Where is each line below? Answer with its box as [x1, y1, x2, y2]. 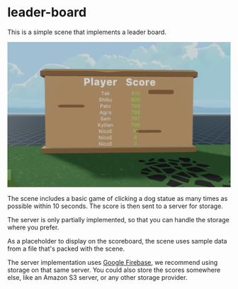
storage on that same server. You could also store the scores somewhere [7, 266, 221, 274]
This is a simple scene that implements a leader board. [7, 28, 166, 36]
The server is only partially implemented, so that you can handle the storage [7, 215, 230, 224]
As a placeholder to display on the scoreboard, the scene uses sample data [7, 236, 227, 245]
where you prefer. [7, 223, 59, 231]
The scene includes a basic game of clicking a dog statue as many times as [7, 194, 228, 202]
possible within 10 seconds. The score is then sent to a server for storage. [7, 202, 223, 210]
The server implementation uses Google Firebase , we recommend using [7, 258, 218, 266]
